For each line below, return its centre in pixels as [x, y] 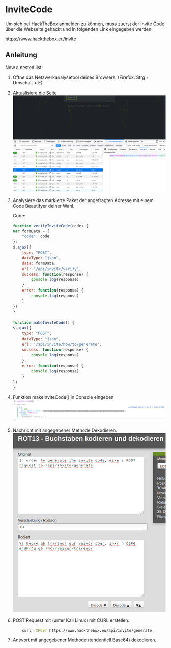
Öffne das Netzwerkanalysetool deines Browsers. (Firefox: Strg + [81, 77]
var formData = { [31, 231]
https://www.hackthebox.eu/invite [41, 39]
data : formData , [39, 263]
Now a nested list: [24, 67]
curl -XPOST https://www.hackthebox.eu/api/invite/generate [87, 630]
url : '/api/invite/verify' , [52, 269]
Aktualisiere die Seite [35, 93]
